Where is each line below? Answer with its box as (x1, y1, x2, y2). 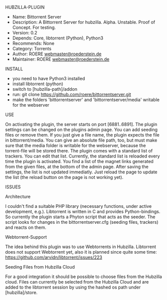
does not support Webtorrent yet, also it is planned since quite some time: (5, 249, 157, 255)
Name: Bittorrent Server (12, 14, 61, 19)
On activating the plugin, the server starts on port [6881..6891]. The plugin (5, 122, 158, 127)
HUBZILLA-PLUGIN (5, 4, 45, 10)
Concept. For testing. (12, 24, 56, 30)
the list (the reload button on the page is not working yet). (5, 174, 124, 180)
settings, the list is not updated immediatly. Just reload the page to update (5, 169, 158, 175)
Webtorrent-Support (5, 234, 47, 240)
